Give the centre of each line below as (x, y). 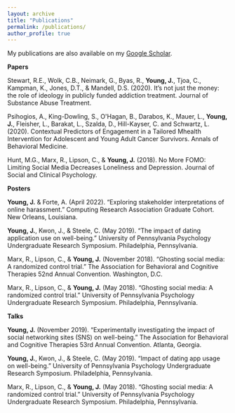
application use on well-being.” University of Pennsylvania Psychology (109, 238)
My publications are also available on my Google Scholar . (90, 53)
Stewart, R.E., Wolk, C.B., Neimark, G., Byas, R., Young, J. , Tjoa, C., (104, 81)
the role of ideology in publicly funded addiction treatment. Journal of (108, 96)
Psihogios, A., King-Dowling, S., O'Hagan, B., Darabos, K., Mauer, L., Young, (117, 117)
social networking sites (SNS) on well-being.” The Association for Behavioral (118, 337)
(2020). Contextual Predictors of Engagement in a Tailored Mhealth (104, 131)
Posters (19, 189)
